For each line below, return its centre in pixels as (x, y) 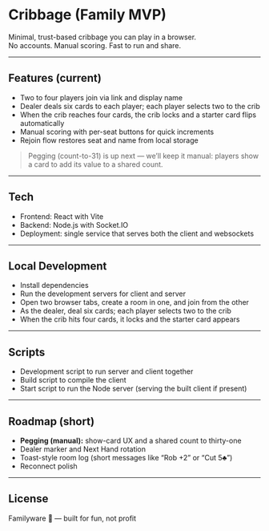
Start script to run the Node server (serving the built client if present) (133, 389)
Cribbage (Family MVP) (87, 15)
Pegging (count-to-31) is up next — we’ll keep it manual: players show (143, 156)
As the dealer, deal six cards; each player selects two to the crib (126, 311)
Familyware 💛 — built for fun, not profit (72, 518)
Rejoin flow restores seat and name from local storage (109, 140)
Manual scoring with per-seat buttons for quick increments (117, 132)
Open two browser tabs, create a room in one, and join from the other (134, 302)
